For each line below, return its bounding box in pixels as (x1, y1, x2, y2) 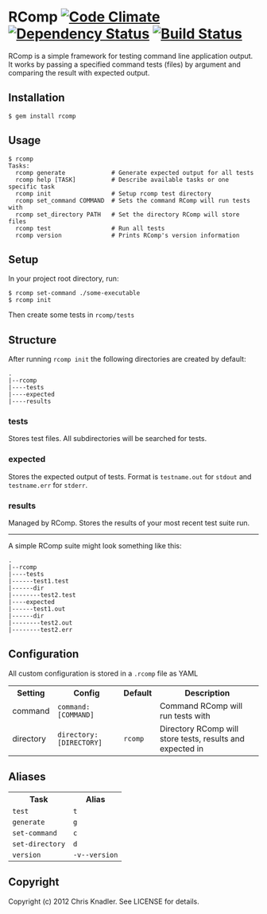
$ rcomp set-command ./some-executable (8, 289, 141, 297)
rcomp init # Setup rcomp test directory (15, 189, 212, 198)
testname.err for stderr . (8, 480, 88, 490)
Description (184, 687, 230, 699)
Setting (17, 687, 45, 699)
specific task (8, 183, 56, 191)
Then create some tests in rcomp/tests (8, 310, 135, 320)
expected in (159, 743, 204, 754)
